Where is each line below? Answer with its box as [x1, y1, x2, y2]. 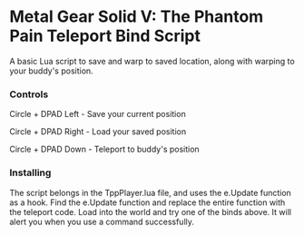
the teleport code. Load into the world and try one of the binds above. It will [9, 206, 292, 217]
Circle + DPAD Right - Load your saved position [9, 126, 187, 137]
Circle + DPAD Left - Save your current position [9, 109, 186, 120]
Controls [9, 88, 49, 101]
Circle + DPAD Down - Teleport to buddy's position [9, 143, 200, 155]
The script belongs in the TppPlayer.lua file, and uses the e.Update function [9, 187, 292, 198]
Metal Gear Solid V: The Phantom [9, 6, 264, 27]
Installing [9, 166, 52, 179]
